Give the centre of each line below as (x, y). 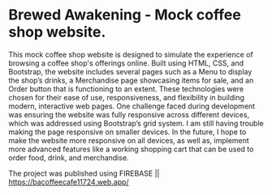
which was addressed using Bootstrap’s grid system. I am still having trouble (136, 123)
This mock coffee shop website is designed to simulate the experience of (131, 54)
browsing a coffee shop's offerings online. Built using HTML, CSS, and (126, 63)
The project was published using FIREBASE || (84, 173)
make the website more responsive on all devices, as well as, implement (129, 140)
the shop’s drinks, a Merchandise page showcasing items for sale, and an (131, 80)
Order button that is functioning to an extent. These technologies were (126, 89)
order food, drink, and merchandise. (69, 157)
